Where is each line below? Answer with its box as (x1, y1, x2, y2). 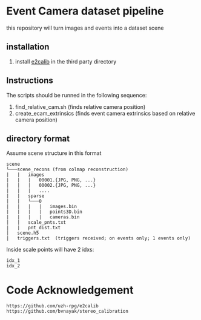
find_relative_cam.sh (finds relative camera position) (15, 103, 146, 110)
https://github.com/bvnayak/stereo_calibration (6, 309, 129, 315)
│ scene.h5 (6, 230, 39, 237)
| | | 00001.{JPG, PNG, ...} (6, 177, 96, 183)
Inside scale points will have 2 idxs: (6, 246, 94, 253)
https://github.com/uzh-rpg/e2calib (6, 303, 99, 309)
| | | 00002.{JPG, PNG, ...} (6, 183, 96, 189)
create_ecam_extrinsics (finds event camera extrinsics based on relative (15, 109, 196, 117)
